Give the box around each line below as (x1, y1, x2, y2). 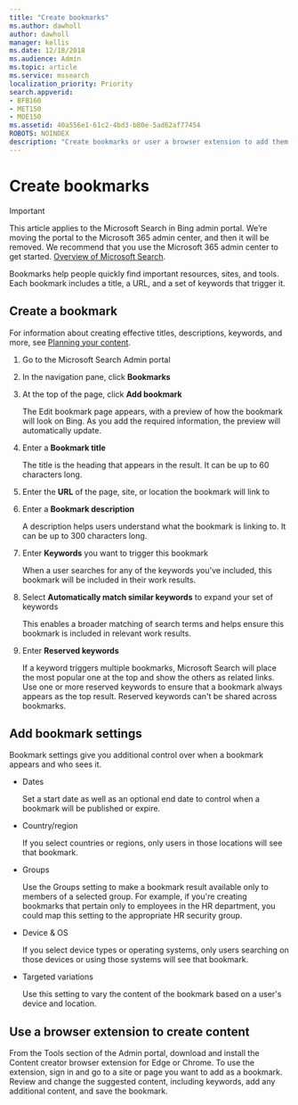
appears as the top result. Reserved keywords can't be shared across (21, 690, 278, 701)
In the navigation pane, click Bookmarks (21, 371, 171, 382)
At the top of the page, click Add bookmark (21, 389, 182, 400)
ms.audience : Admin (9, 54, 82, 63)
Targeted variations (21, 971, 93, 982)
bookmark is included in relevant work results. (21, 628, 191, 639)
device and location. (21, 998, 97, 1009)
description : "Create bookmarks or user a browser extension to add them (9, 137, 289, 146)
